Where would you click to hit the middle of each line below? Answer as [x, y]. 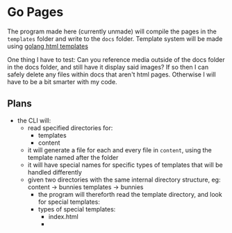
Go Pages [35, 12]
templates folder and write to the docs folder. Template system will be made [115, 38]
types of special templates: [77, 209]
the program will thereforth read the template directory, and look [130, 194]
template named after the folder [73, 157]
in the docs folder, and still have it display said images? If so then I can [108, 67]
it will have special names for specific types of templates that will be [125, 165]
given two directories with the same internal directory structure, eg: [124, 179]
